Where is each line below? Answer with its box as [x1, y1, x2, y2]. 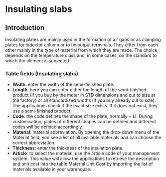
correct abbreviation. [12, 140, 56, 146]
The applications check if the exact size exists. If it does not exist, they [12, 103, 158, 109]
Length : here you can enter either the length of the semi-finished [12, 87, 147, 93]
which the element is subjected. [5, 58, 71, 63]
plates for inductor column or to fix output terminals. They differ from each [5, 42, 159, 48]
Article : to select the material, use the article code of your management [12, 151, 160, 157]
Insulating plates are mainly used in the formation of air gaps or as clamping [5, 36, 161, 42]
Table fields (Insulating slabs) [5, 70, 78, 77]
